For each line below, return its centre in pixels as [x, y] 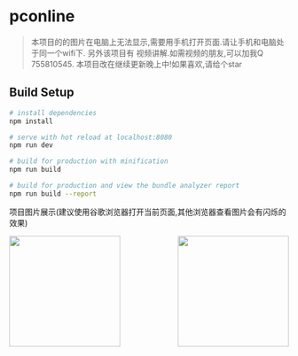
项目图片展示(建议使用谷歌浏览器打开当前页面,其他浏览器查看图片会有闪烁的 [148, 212]
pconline [42, 16]
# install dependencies [53, 112]
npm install [31, 121]
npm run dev [31, 145]
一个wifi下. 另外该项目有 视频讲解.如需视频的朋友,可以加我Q [155, 53]
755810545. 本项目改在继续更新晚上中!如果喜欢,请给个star [136, 64]
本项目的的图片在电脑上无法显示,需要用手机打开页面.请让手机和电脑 [153, 42]
